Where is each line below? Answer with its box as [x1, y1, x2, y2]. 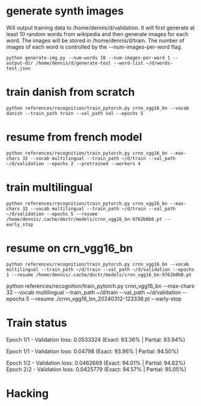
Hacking [6, 386, 49, 400]
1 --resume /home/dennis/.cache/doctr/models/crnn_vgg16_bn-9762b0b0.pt [6, 271, 192, 277]
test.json [6, 65, 31, 71]
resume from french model [6, 130, 142, 144]
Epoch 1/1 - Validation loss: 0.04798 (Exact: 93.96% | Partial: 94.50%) [6, 347, 179, 355]
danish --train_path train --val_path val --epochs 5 [6, 110, 144, 117]
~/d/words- [146, 60, 173, 66]
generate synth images [6, 4, 124, 18]
